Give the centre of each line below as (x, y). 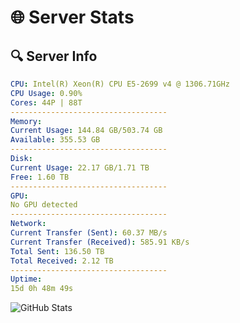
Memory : (26, 121)
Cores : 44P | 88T (46, 102)
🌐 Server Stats (72, 17)
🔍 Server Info (54, 56)
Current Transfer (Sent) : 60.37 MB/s (89, 233)
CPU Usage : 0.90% (46, 93)
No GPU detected (44, 205)
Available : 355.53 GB (55, 140)
